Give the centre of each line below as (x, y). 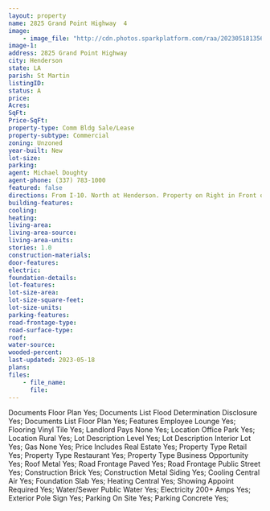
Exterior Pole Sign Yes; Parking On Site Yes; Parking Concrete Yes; (119, 498)
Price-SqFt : (28, 121)
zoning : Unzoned (35, 143)
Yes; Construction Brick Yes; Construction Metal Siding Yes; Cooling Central (134, 472)
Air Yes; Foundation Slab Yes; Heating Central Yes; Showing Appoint (121, 481)
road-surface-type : (41, 330)
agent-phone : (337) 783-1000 (57, 181)
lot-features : (32, 285)
